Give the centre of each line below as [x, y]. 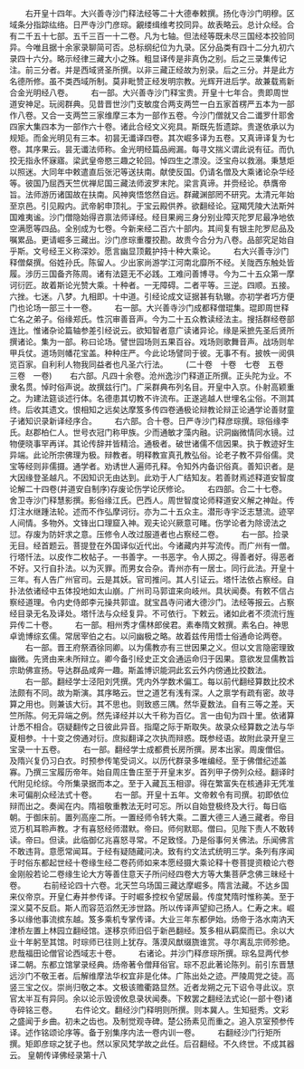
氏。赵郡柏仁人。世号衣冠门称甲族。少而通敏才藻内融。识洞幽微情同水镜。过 [152, 432]
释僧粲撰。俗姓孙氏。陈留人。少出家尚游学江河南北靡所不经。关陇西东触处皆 [152, 262]
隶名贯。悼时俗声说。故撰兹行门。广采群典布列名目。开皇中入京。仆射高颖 [148, 387]
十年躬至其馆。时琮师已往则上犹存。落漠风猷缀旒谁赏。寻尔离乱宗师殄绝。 [156, 942]
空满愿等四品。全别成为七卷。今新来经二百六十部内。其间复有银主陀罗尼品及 [152, 228]
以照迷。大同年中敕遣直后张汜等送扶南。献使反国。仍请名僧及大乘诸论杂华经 [152, 172]
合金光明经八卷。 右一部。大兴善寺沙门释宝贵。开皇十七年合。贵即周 [145, 92]
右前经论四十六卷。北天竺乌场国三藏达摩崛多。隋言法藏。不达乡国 [166, 885]
